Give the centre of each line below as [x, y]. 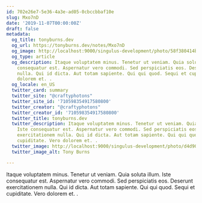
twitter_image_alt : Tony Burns [51, 152]
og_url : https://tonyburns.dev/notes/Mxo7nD [68, 46]
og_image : [24, 51]
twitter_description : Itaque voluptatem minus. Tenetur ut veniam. [98, 124]
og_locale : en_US [33, 85]
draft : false [23, 29]
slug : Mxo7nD [23, 17]
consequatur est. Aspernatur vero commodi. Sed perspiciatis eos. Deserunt [100, 181]
